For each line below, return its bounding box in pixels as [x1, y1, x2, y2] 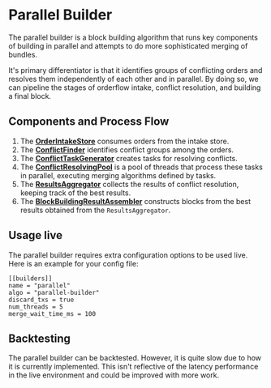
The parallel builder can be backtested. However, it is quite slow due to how [8, 353, 262, 363]
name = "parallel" [8, 281, 71, 289]
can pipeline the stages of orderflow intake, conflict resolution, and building [8, 83, 261, 92]
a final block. [8, 91, 51, 100]
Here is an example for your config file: [8, 258, 139, 268]
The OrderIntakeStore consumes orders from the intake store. [19, 136, 230, 146]
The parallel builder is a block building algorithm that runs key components [8, 32, 258, 42]
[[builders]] [8, 274, 53, 283]
